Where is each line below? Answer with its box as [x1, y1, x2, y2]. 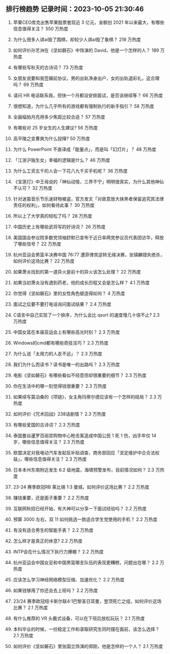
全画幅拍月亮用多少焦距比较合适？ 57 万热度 [13, 114, 105, 120]
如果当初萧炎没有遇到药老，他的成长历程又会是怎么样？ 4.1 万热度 [13, 279, 150, 285]
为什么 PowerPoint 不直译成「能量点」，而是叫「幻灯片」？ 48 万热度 [13, 146, 156, 152]
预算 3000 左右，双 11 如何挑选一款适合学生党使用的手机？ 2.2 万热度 [13, 516, 158, 522]
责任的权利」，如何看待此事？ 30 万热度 [13, 202, 95, 208]
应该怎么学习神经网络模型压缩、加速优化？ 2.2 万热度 [13, 576, 124, 582]
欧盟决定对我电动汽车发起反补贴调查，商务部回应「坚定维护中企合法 [13, 449, 155, 455]
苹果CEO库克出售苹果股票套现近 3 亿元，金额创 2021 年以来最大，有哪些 [13, 19, 165, 25]
